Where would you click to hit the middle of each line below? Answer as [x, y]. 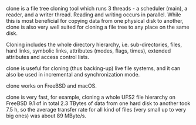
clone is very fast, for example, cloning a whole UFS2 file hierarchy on [91, 97]
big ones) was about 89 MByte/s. [46, 116]
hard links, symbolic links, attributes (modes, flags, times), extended [89, 51]
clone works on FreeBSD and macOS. [51, 86]
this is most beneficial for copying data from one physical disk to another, [95, 21]
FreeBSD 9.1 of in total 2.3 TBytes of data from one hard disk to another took [98, 103]
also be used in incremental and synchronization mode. [73, 74]
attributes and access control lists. [48, 57]
